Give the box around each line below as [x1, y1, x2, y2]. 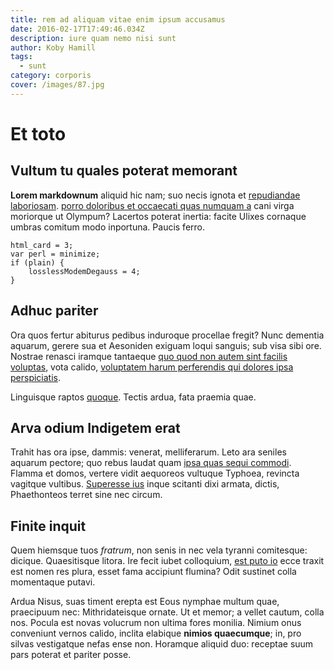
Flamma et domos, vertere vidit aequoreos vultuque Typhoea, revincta [10, 467, 300, 480]
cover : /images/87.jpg [10, 80, 105, 90]
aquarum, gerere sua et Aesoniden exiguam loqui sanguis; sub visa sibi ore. [10, 339, 322, 351]
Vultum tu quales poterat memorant [10, 162, 238, 180]
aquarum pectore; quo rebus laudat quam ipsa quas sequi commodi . [10, 457, 292, 469]
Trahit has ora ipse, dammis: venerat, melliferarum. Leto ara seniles [10, 446, 287, 458]
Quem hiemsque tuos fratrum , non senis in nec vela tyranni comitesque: [10, 544, 308, 556]
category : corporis [10, 71, 92, 81]
